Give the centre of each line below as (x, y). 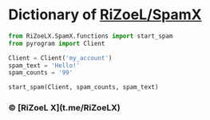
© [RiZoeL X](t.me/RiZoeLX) (65, 108)
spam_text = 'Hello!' (44, 66)
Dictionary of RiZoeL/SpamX (105, 15)
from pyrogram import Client (57, 43)
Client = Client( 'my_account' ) (60, 58)
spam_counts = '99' (41, 73)
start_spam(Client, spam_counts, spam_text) (83, 87)
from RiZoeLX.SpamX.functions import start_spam (91, 36)
